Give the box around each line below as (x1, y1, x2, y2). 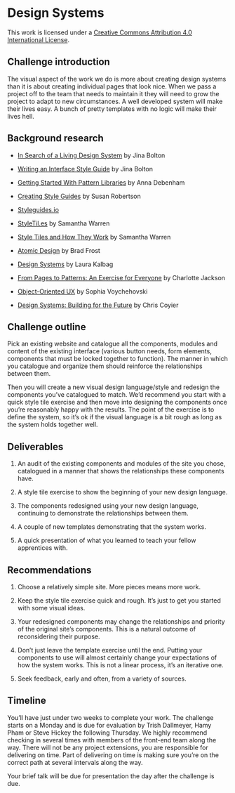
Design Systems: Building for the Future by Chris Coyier (17, 301, 179, 309)
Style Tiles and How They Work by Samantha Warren (17, 232, 171, 241)
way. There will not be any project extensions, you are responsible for (7, 743, 208, 752)
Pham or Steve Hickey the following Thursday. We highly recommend (7, 728, 208, 737)
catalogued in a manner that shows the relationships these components (17, 467, 224, 476)
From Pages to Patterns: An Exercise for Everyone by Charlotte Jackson (17, 273, 226, 282)
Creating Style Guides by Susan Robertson (17, 192, 142, 200)
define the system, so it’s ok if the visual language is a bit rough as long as (7, 413, 222, 421)
